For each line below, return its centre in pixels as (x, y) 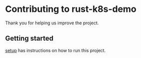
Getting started (29, 38)
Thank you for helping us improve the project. (52, 23)
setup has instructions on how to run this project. (56, 50)
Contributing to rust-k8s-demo (71, 9)
